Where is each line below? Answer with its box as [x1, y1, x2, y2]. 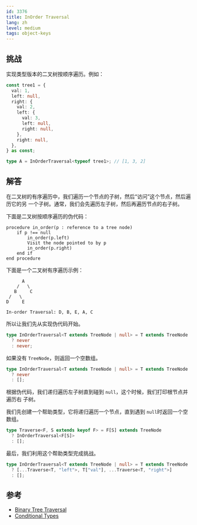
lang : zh [6, 19, 28, 25]
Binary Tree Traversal [14, 506, 67, 513]
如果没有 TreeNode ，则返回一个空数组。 [6, 354, 101, 361]
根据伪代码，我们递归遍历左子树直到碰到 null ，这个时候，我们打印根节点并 [6, 388, 188, 396]
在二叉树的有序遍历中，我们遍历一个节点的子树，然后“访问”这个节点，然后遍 [6, 193, 191, 200]
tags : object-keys [6, 31, 51, 36]
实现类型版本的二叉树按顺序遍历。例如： [6, 70, 104, 77]
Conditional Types [14, 513, 59, 520]
